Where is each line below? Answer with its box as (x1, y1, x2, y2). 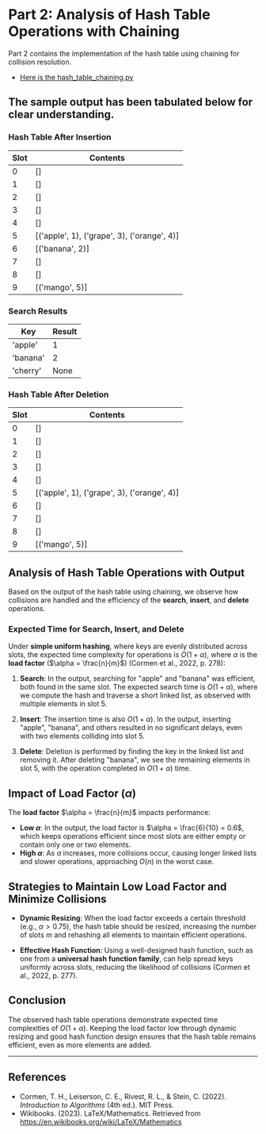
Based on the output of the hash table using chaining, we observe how (8, 587, 239, 597)
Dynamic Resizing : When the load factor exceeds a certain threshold (19, 913, 246, 922)
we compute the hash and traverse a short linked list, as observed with (19, 690, 251, 700)
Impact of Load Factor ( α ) (8, 786, 137, 800)
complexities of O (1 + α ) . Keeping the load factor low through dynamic (8, 1023, 237, 1032)
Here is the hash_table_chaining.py (19, 72, 134, 82)
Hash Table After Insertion (8, 132, 112, 143)
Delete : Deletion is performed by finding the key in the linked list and (19, 747, 244, 756)
